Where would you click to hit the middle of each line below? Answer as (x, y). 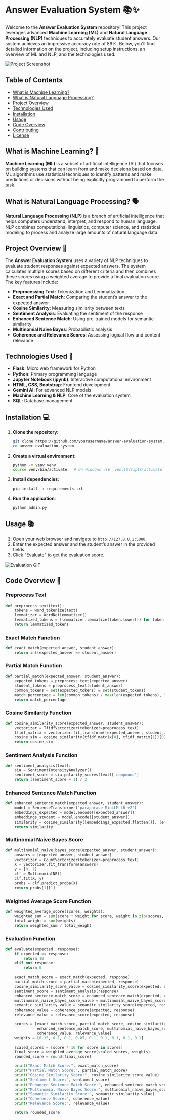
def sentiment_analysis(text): (38, 766)
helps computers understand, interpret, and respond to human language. (81, 221)
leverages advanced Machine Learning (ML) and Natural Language (76, 32)
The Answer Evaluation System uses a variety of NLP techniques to (77, 260)
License (21, 135)
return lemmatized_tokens (42, 625)
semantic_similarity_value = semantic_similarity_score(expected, (86, 1005)
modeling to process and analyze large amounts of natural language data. (82, 232)
